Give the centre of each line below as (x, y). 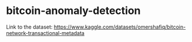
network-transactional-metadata (46, 33)
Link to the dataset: (29, 27)
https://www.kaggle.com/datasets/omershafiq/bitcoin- (120, 27)
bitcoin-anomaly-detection (73, 11)
